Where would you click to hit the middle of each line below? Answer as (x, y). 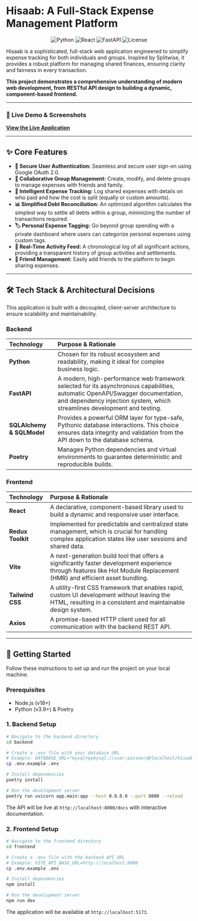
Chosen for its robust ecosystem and (109, 354)
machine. (17, 675)
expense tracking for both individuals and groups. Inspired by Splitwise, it (95, 57)
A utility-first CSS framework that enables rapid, (117, 588)
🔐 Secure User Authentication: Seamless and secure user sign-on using (103, 166)
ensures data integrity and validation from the (121, 432)
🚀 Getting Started (39, 654)
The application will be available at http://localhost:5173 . (77, 912)
